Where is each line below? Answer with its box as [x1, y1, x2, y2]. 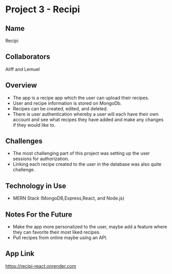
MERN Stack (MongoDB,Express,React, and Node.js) [12, 195, 125, 201]
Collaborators [5, 52, 50, 61]
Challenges [5, 137, 43, 146]
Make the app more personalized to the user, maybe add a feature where [12, 224, 167, 230]
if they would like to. [12, 122, 55, 128]
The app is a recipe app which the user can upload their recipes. [12, 94, 149, 101]
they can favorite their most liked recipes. [12, 229, 101, 236]
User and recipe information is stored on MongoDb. [12, 100, 122, 106]
